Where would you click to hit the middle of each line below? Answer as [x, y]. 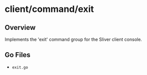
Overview [20, 28]
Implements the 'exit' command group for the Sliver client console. [73, 39]
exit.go [20, 67]
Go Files [18, 55]
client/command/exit [49, 9]
